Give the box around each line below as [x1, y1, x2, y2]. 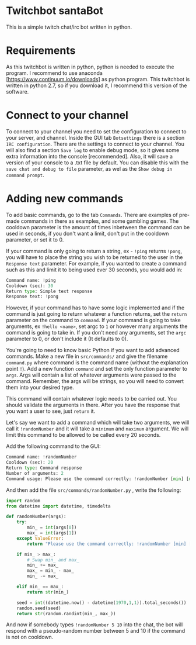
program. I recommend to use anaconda [6, 69, 103, 77]
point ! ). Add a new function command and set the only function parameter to [6, 365, 188, 372]
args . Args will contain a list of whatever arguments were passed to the [6, 371, 177, 378]
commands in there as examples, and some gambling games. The [20, 218, 179, 225]
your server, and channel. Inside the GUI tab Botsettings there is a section [6, 134, 185, 141]
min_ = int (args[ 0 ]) [27, 525, 77, 530]
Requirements [6, 44, 76, 57]
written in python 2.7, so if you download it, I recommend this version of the [6, 82, 187, 89]
